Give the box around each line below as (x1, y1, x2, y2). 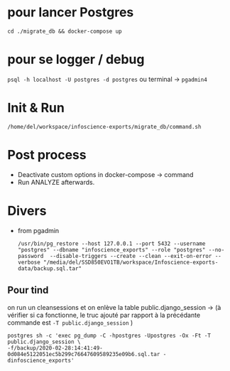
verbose (17, 259, 40, 266)
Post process (7, 147, 87, 163)
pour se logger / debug (7, 51, 145, 68)
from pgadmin (17, 226, 60, 235)
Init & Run (7, 100, 65, 116)
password (17, 252, 44, 259)
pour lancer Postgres (7, 4, 134, 21)
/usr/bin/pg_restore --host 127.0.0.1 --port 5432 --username (17, 240, 206, 247)
